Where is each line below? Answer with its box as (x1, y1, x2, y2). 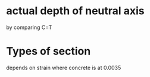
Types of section (6, 44, 91, 58)
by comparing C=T (6, 24, 52, 31)
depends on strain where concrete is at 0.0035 (6, 64, 121, 71)
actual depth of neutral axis (6, 4, 145, 18)
